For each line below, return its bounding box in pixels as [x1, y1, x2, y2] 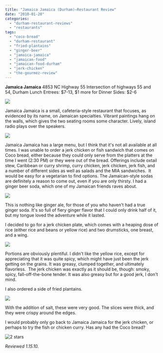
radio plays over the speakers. [5, 123, 66, 129]
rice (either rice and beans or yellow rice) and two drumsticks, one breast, [5, 227, 154, 233]
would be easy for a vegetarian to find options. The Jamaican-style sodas [5, 173, 153, 178]
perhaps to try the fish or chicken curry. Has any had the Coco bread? [5, 324, 145, 330]
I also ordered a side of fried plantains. [5, 286, 83, 292]
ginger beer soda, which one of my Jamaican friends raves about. [5, 183, 137, 189]
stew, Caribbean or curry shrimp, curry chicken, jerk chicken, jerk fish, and [5, 162, 155, 168]
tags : [5, 30, 16, 35]
